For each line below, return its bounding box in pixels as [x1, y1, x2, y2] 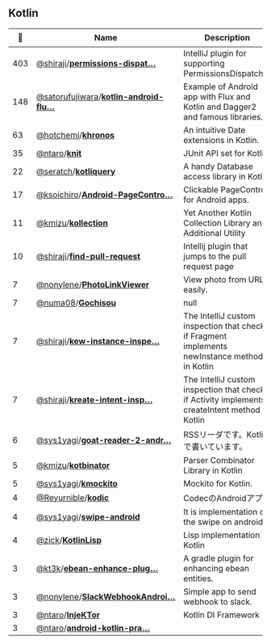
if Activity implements [183, 394, 266, 405]
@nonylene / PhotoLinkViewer [35, 279, 149, 290]
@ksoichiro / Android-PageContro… [35, 189, 173, 200]
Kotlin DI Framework [183, 609, 261, 621]
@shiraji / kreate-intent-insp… [35, 394, 153, 405]
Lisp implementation [183, 529, 261, 541]
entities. [183, 573, 214, 584]
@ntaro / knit [35, 147, 82, 158]
